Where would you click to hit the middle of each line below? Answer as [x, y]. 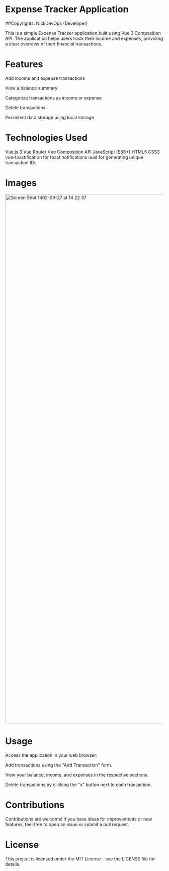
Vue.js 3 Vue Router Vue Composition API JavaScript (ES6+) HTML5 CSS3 [82, 152]
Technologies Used [47, 138]
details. [13, 864]
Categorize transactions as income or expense [54, 98]
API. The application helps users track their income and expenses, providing [84, 38]
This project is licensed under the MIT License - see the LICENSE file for [80, 859]
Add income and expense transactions [45, 78]
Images [21, 183]
